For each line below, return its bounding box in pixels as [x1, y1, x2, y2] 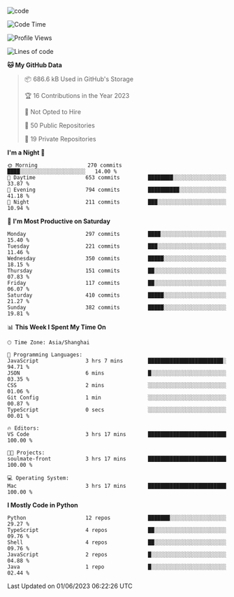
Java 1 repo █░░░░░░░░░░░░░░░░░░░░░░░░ [7, 563, 227, 570]
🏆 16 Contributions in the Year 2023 [24, 92, 130, 99]
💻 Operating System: [7, 475, 70, 482]
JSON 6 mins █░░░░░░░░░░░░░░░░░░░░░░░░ [7, 370, 227, 377]
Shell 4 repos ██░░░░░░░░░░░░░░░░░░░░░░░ [7, 539, 227, 546]
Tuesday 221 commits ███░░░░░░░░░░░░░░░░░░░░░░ [7, 243, 227, 250]
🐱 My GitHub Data [7, 61, 63, 69]
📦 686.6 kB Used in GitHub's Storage [24, 75, 134, 83]
